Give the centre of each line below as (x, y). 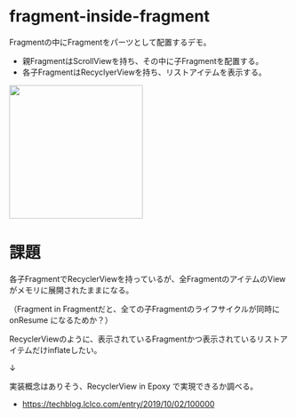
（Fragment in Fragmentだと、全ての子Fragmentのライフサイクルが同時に (144, 309)
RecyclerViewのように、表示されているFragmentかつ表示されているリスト (145, 339)
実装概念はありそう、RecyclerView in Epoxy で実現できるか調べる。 (134, 386)
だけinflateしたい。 (67, 350)
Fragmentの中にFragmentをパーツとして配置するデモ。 (110, 42)
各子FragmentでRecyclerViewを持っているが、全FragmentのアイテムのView (148, 278)
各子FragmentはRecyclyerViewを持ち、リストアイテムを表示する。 (144, 72)
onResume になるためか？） (61, 320)
